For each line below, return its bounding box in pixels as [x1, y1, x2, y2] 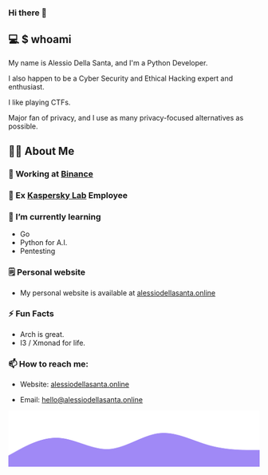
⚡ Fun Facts [8, 308, 54, 319]
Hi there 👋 [8, 7, 48, 18]
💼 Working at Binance [8, 168, 93, 180]
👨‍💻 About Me [8, 144, 75, 158]
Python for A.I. [19, 238, 68, 247]
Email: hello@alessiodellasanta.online [19, 395, 144, 405]
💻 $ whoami [8, 33, 72, 46]
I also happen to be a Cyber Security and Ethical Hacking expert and [8, 73, 234, 83]
